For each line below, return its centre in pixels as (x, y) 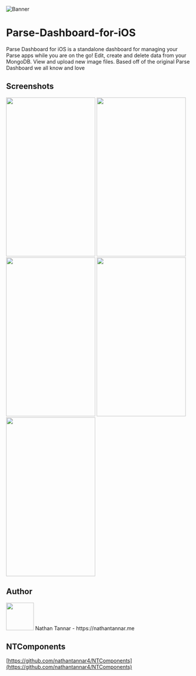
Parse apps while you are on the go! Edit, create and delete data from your (96, 55)
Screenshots (30, 86)
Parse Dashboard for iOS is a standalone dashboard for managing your (92, 49)
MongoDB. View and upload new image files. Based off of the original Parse (98, 61)
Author (19, 592)
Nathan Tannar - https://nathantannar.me (85, 628)
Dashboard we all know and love (46, 68)
